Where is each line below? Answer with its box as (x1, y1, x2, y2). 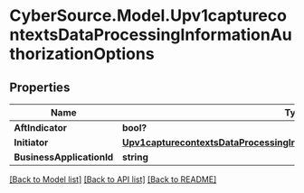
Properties (9, 79, 71, 95)
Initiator (14, 136, 49, 149)
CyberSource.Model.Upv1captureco (9, 5, 288, 26)
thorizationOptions (9, 44, 156, 64)
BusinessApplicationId (14, 151, 114, 163)
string (121, 151, 149, 163)
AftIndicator (14, 122, 68, 133)
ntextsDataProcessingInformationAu (9, 24, 292, 45)
